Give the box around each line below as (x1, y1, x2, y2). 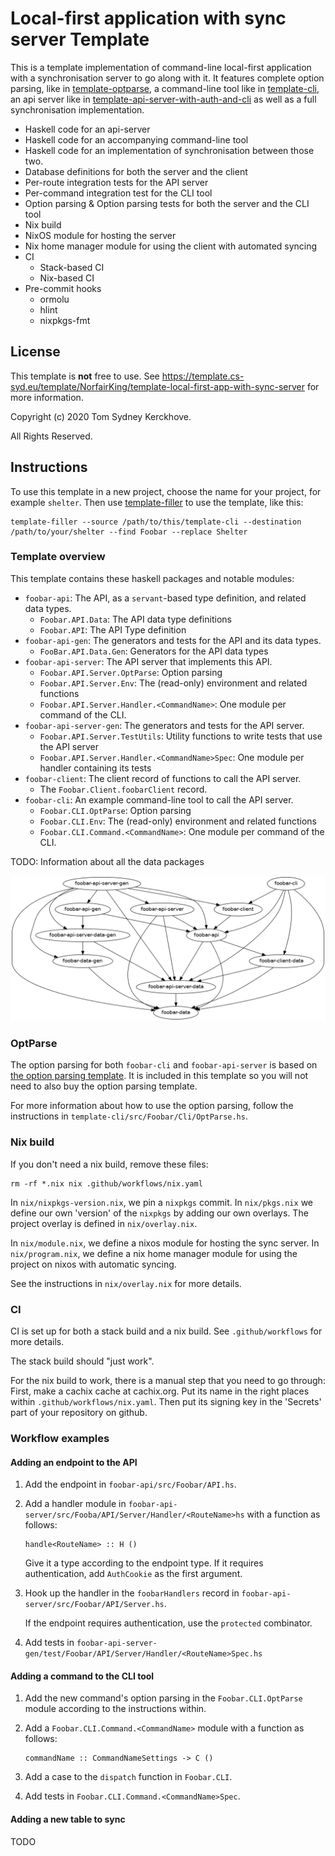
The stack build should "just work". (10, 1355, 155, 1367)
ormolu (39, 293, 70, 305)
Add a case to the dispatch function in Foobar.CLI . (24, 1771, 233, 1783)
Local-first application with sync (10, 7, 287, 30)
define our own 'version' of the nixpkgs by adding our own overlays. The (10, 1207, 309, 1219)
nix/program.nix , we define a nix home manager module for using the (10, 1247, 298, 1259)
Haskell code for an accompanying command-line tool (24, 133, 249, 146)
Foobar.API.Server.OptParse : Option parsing (39, 666, 223, 678)
